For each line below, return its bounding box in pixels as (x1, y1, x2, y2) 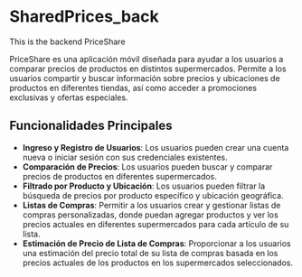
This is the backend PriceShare (9, 36, 126, 47)
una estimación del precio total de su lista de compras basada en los (22, 247, 278, 258)
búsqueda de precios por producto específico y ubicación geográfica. (22, 189, 284, 200)
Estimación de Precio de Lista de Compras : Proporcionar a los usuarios (22, 237, 291, 249)
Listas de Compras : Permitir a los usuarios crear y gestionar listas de (22, 199, 281, 210)
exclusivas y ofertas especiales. (9, 92, 128, 103)
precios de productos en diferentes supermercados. (22, 171, 217, 181)
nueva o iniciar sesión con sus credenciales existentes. (22, 152, 228, 162)
